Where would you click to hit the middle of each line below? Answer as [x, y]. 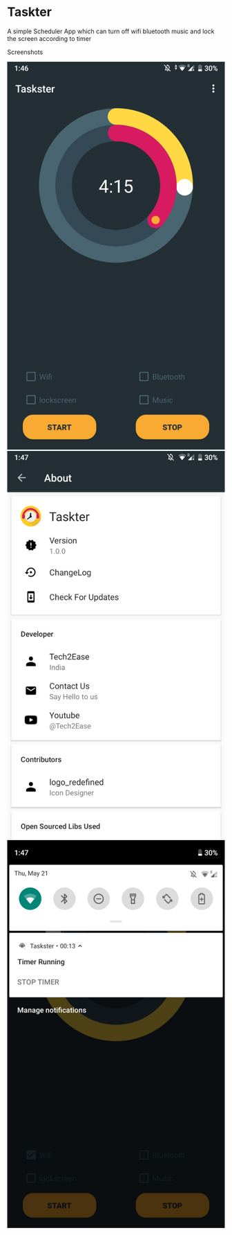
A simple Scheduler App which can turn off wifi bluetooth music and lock [111, 31]
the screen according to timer [49, 38]
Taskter [29, 12]
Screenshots [25, 52]
